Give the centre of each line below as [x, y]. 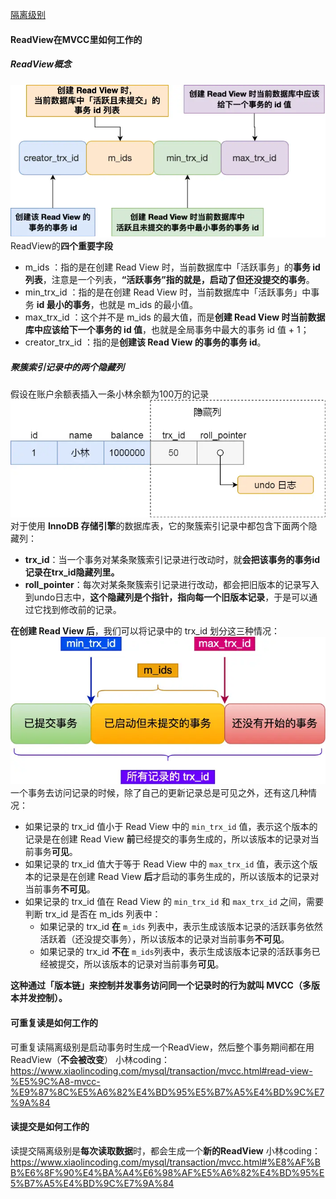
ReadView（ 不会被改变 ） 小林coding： [90, 1059]
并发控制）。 [43, 998]
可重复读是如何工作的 [54, 1022]
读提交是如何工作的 [50, 1127]
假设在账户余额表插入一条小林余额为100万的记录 [110, 394]
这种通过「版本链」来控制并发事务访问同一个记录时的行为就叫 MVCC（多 [161, 985]
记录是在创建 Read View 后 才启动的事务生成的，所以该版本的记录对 [181, 877]
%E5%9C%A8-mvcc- [55, 1081]
